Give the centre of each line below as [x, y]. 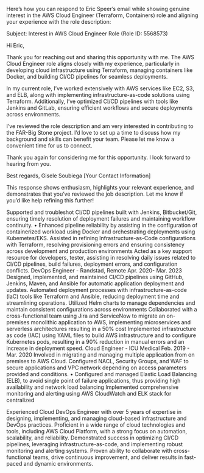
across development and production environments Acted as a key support [99, 251]
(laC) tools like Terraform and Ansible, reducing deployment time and [93, 296]
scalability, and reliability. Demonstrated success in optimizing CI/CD [93, 438]
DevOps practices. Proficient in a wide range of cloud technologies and [96, 425]
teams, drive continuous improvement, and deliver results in [108, 457]
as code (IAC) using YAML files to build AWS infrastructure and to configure [101, 335]
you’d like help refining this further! [50, 200]
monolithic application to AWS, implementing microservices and [111, 322]
